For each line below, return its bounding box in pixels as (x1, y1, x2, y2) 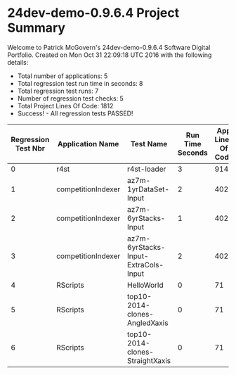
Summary (7, 20, 65, 36)
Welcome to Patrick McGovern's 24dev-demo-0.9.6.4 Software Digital (7, 43, 211, 51)
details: (7, 58, 29, 66)
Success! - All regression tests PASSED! (17, 109, 133, 117)
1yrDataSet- (127, 184, 170, 194)
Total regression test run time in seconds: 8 (17, 79, 143, 87)
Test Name (130, 139, 168, 148)
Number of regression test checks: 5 (17, 94, 124, 103)
